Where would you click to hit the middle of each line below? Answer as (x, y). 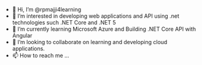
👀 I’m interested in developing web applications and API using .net (96, 16)
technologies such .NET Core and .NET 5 (64, 22)
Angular (22, 36)
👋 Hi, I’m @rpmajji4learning (47, 10)
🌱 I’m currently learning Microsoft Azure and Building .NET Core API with (104, 29)
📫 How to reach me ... (41, 55)
